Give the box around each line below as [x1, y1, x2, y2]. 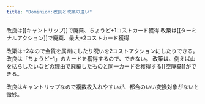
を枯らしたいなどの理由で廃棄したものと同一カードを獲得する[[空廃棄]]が [6, 62, 192, 70]
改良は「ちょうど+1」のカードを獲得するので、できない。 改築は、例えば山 [6, 54, 196, 62]
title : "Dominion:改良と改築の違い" [6, 9, 93, 15]
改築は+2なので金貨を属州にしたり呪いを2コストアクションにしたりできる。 [6, 47, 198, 54]
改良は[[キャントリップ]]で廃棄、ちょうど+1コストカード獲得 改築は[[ [6, 26, 181, 34]
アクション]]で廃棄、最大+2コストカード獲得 [17, 34, 130, 42]
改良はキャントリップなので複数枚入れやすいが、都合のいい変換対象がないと [6, 83, 199, 91]
